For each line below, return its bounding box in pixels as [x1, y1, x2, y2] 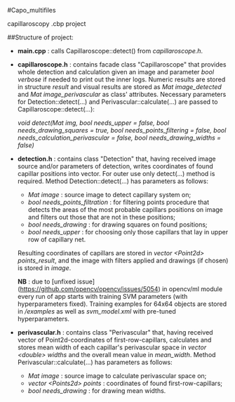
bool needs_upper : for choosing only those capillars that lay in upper [27, 228, 229, 236]
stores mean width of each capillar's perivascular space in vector [17, 343, 207, 351]
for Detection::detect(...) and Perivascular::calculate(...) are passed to [17, 98, 218, 106]
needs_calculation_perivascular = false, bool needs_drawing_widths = [17, 133, 222, 142]
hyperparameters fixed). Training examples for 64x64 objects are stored [17, 300, 227, 308]
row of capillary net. [27, 235, 86, 243]
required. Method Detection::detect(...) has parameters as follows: [17, 177, 209, 185]
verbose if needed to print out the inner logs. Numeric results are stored [17, 75, 226, 83]
